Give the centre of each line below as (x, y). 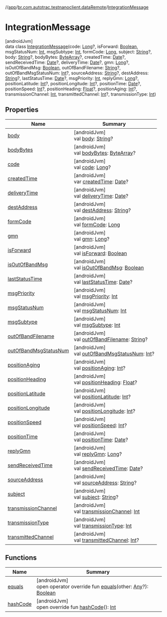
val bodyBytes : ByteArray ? (105, 153)
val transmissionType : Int (103, 526)
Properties (22, 110)
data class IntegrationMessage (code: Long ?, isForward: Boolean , (72, 46)
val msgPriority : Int (96, 296)
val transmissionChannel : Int (107, 511)
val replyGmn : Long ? (98, 454)
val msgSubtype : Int (97, 325)
